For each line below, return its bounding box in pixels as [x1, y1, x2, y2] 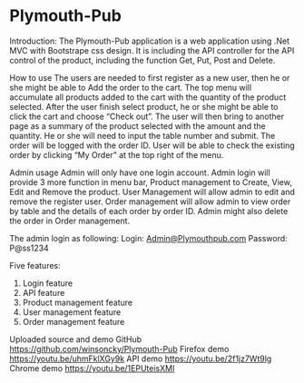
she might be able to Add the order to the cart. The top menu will [9, 82, 252, 93]
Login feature [22, 278, 74, 289]
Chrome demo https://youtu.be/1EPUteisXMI [9, 362, 175, 373]
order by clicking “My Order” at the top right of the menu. [9, 149, 224, 160]
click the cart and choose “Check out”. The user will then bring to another [9, 111, 285, 122]
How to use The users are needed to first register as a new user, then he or [9, 72, 290, 83]
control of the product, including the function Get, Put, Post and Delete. [9, 54, 276, 65]
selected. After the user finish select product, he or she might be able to [9, 101, 279, 112]
